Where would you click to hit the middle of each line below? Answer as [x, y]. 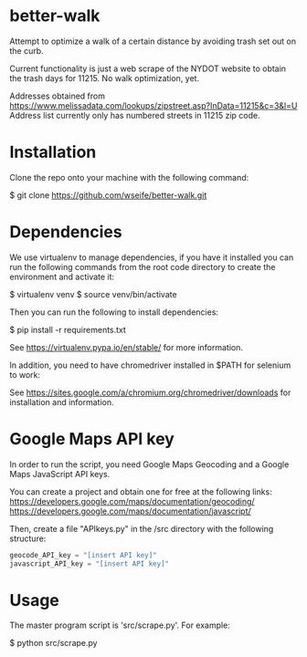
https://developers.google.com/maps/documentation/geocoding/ [132, 501]
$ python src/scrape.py [53, 643]
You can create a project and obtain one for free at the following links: [141, 491]
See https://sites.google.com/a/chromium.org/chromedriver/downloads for [150, 392]
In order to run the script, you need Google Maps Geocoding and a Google [149, 464]
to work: [25, 374]
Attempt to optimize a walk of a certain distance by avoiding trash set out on [153, 41]
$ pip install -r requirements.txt [68, 329]
